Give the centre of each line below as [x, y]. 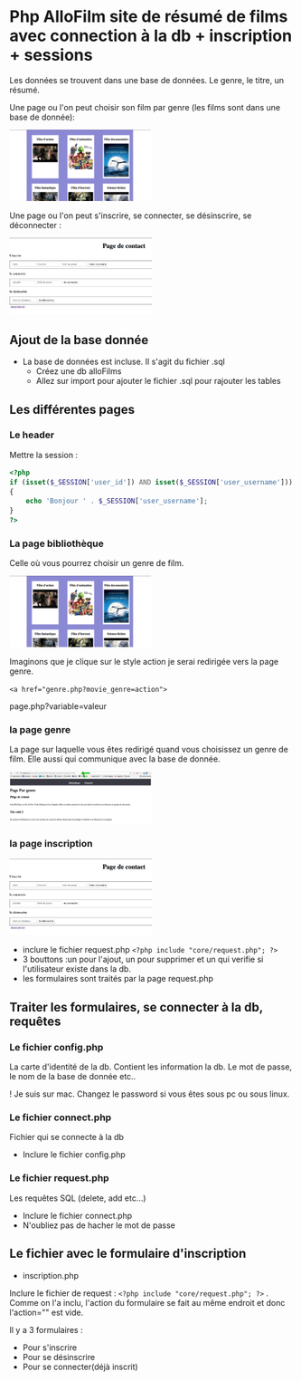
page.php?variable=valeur [58, 706]
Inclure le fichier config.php [74, 1155]
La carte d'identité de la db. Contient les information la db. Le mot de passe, [150, 1067]
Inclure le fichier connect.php [77, 1215]
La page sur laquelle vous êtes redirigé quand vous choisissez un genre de [149, 750]
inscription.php [51, 1275]
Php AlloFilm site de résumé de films [149, 17]
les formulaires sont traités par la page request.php [118, 979]
